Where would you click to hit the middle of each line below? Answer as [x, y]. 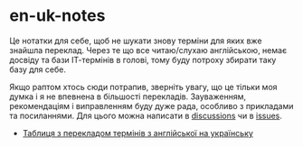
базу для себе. [38, 69]
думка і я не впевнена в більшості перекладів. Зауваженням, [128, 96]
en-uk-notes [57, 16]
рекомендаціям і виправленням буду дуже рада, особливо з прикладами [151, 106]
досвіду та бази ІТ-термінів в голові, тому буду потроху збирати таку [143, 60]
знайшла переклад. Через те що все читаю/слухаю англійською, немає [148, 50]
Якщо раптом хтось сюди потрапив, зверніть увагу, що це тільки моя [143, 87]
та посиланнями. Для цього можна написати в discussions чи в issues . [146, 115]
